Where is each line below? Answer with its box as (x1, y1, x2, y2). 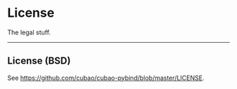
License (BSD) (7, 55, 71, 67)
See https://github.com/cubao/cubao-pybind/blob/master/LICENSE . (7, 74, 205, 82)
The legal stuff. (7, 28, 51, 36)
